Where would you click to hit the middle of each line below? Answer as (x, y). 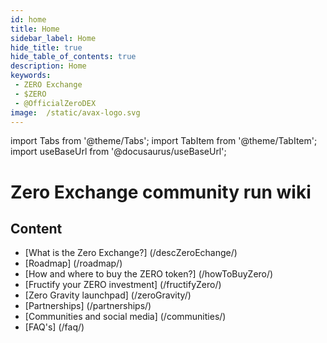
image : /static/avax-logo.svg (75, 112)
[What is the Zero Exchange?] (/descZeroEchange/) (131, 253)
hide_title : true (46, 47)
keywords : (31, 76)
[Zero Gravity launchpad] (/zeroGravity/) (108, 295)
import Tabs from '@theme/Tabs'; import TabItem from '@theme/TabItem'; (164, 141)
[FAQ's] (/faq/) (54, 327)
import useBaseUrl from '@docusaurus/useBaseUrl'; (118, 152)
